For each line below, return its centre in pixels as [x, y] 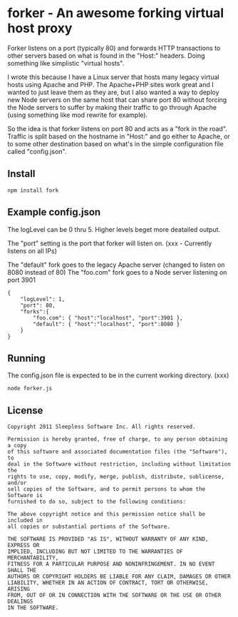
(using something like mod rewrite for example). [78, 115]
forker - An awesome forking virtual [116, 13]
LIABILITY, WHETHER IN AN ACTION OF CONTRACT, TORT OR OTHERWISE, [108, 583]
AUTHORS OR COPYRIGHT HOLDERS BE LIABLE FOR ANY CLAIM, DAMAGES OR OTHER [119, 577]
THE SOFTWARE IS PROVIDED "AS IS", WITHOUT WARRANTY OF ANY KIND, [108, 539]
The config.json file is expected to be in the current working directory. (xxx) [118, 375]
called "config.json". [37, 151]
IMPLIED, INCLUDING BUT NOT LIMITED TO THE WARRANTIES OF [95, 552]
